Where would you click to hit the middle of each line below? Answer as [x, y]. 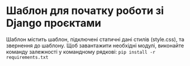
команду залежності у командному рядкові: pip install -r [81, 51]
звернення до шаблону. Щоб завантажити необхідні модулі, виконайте [95, 46]
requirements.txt [27, 57]
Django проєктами [54, 23]
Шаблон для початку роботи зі [85, 11]
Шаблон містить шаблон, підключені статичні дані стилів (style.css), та [95, 39]
